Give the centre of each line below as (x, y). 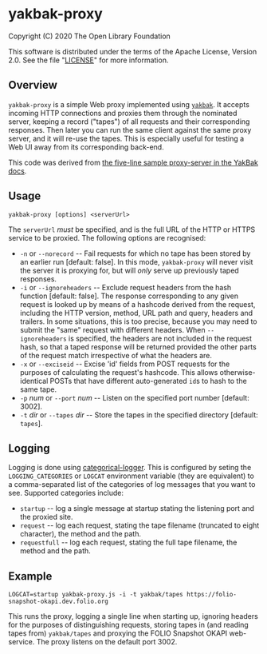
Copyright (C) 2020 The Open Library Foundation (90, 36)
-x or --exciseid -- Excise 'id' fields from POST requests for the (125, 364)
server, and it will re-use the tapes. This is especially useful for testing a (126, 138)
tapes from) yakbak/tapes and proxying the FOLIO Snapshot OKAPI (118, 633)
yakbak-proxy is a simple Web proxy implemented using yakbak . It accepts (129, 104)
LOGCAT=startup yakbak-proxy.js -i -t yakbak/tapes (96, 595)
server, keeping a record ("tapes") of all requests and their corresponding (129, 122)
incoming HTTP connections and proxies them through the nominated (123, 113)
